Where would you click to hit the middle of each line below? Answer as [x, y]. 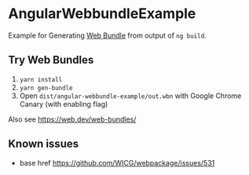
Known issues [44, 144]
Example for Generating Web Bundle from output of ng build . [107, 35]
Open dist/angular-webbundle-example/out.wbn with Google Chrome [130, 96]
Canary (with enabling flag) [64, 104]
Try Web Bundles [51, 60]
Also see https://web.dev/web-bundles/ [72, 119]
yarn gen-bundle [46, 88]
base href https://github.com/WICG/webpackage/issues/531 [117, 162]
